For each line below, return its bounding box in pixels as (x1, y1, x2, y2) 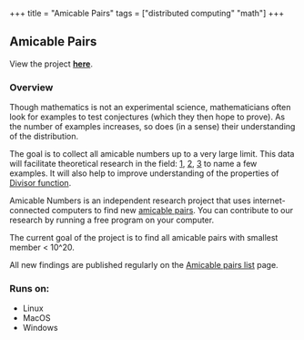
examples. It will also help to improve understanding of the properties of (9, 168, 279, 179)
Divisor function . (9, 178, 72, 189)
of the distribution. (9, 131, 79, 142)
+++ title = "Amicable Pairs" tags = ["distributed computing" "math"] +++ (9, 8, 285, 18)
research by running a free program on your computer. (9, 214, 215, 226)
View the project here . (9, 58, 94, 69)
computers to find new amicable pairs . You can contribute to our (51, 205, 294, 216)
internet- (252, 195, 286, 206)
